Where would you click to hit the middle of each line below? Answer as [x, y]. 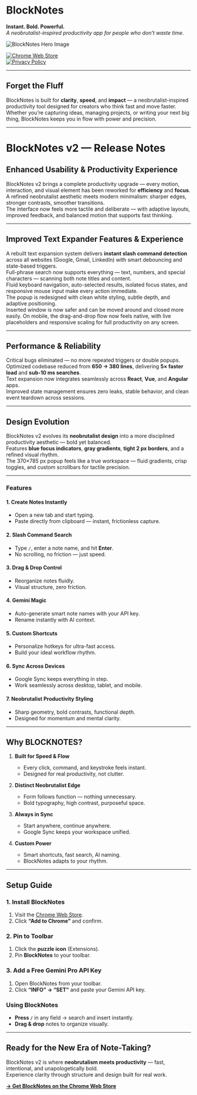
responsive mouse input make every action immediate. [72, 291]
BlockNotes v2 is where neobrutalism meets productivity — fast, [86, 1062]
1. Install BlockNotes [35, 902]
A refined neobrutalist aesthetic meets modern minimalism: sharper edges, [96, 196]
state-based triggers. [32, 266]
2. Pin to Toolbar [30, 936]
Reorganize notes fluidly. [45, 581]
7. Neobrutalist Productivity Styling [50, 698]
